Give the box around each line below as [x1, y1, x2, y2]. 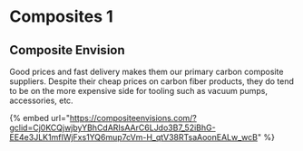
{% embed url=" [9, 113, 71, 123]
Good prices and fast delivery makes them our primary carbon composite [9, 66, 284, 77]
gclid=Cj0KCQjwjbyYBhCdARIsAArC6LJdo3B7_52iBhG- [9, 122, 216, 133]
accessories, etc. [9, 95, 74, 106]
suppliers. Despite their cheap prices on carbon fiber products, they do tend [9, 76, 295, 87]
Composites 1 [9, 6, 113, 27]
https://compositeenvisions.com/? [69, 113, 198, 123]
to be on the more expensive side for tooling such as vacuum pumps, [9, 86, 269, 96]
